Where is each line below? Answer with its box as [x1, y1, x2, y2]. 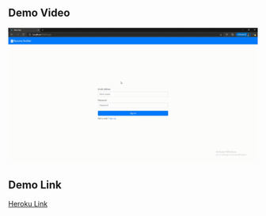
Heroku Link [8, 199, 48, 209]
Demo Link [8, 178, 62, 191]
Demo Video [8, 6, 70, 20]
